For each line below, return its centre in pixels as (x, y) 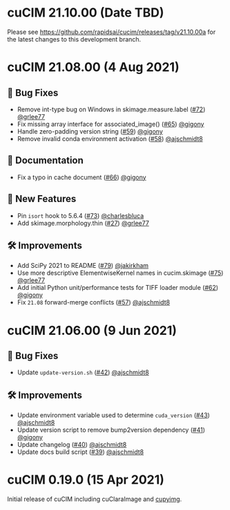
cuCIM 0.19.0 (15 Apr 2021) (86, 480)
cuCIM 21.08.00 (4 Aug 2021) (93, 67)
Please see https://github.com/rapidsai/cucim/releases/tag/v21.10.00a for (112, 32)
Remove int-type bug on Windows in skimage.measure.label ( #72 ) (111, 109)
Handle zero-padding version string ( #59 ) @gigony (90, 131)
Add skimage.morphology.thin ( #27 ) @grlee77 (83, 223)
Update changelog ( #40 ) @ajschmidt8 (72, 445)
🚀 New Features (42, 199)
